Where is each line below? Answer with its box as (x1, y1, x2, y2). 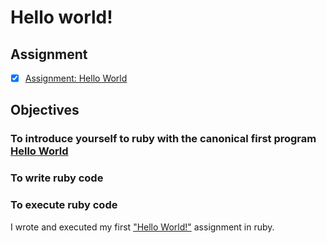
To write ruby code (10, 171, 104, 185)
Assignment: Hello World (24, 72, 128, 84)
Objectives (10, 102, 80, 119)
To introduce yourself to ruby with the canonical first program (10, 132, 317, 146)
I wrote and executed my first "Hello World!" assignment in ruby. (10, 221, 275, 233)
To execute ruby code (10, 198, 118, 212)
